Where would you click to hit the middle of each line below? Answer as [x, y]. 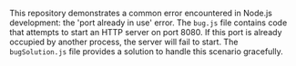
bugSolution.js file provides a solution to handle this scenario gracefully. [147, 52]
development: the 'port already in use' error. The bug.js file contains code [148, 23]
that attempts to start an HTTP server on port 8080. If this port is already [146, 32]
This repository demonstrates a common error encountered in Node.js [141, 13]
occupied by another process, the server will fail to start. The [124, 42]
